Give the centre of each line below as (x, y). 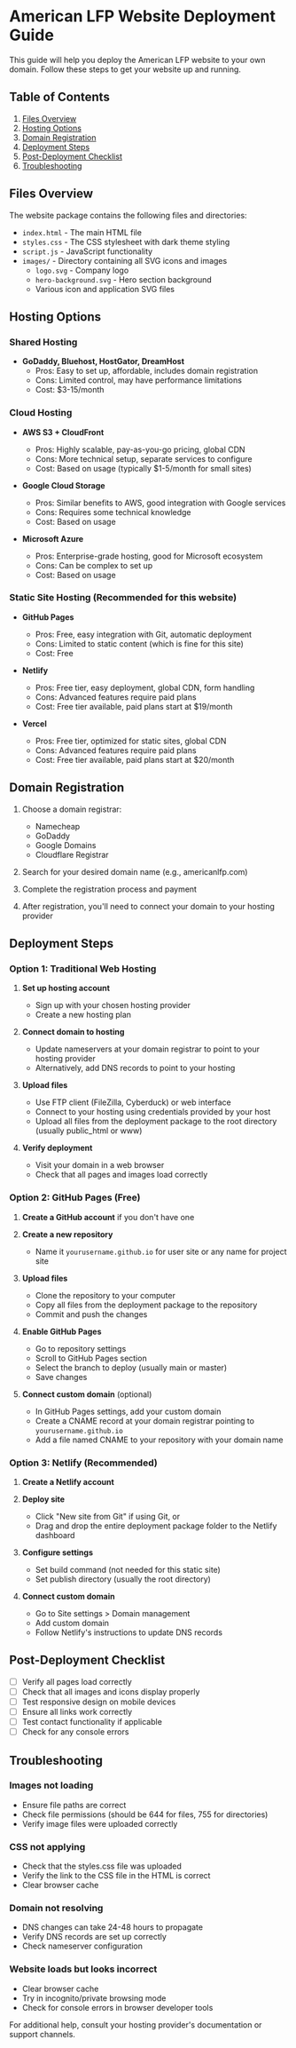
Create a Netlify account (68, 1481)
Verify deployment (57, 1148)
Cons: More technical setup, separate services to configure (144, 458)
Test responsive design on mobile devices (99, 1702)
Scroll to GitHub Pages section (91, 1358)
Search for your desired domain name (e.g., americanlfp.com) (135, 871)
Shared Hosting (43, 342)
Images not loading (51, 1785)
